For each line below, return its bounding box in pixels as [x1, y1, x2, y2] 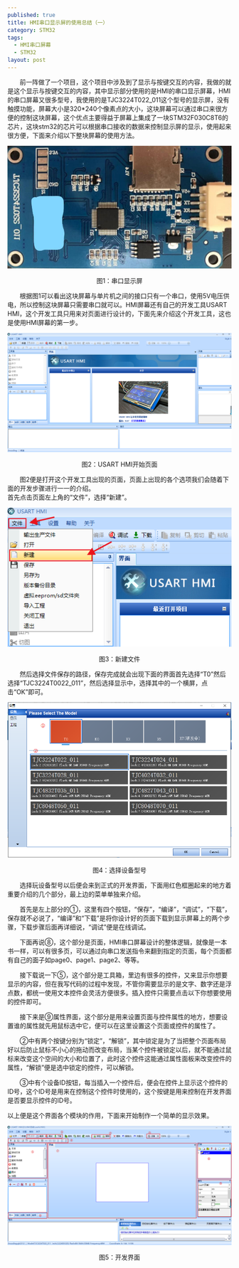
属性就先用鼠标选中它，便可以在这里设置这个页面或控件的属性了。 [26, 1021, 219, 1030]
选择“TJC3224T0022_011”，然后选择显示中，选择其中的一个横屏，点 [7, 678, 208, 687]
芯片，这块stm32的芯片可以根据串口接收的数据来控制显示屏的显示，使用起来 [7, 122, 232, 131]
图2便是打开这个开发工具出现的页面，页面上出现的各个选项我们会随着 [19, 475, 223, 484]
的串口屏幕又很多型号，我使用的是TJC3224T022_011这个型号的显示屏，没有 [7, 95, 230, 104]
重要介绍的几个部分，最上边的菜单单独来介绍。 [7, 890, 144, 898]
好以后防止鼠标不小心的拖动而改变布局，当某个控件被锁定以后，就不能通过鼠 [7, 1045, 232, 1054]
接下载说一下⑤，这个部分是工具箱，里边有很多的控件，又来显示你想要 [19, 971, 228, 979]
